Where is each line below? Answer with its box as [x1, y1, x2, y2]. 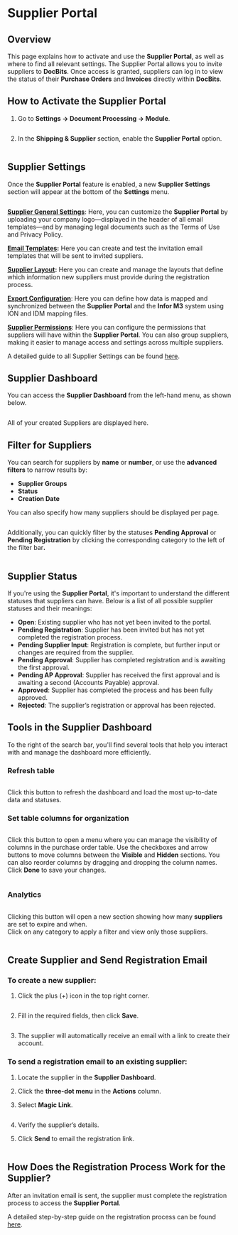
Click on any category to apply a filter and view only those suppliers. [7, 927, 208, 936]
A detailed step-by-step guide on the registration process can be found [7, 1212, 217, 1221]
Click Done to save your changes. [7, 865, 107, 875]
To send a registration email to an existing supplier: [7, 1057, 188, 1067]
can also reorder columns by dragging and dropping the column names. [7, 858, 218, 867]
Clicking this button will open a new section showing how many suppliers [7, 912, 223, 921]
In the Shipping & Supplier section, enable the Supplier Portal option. [17, 134, 222, 143]
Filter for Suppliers [7, 439, 92, 451]
